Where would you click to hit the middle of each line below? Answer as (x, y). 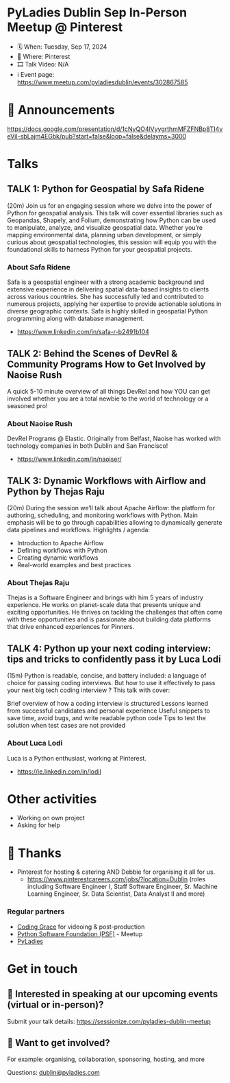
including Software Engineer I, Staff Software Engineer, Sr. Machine (122, 887)
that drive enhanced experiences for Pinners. (71, 627)
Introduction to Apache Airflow (60, 543)
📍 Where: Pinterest (43, 56)
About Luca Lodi (35, 743)
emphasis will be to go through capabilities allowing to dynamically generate (115, 523)
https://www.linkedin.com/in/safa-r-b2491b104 (83, 332)
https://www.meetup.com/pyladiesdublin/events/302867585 (102, 82)
